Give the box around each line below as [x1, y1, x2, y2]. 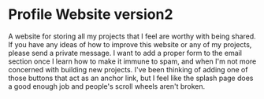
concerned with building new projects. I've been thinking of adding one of [8, 64, 248, 74]
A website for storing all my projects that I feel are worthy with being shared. [8, 31, 256, 41]
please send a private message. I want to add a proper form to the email [8, 48, 243, 57]
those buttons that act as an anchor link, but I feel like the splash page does [8, 73, 254, 82]
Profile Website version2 [8, 5, 173, 24]
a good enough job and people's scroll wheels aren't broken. [8, 81, 206, 91]
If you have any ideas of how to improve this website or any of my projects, [8, 39, 252, 49]
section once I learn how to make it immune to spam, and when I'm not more [8, 57, 257, 66]
